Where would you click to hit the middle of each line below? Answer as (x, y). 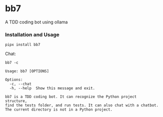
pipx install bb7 (23, 45)
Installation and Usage (32, 35)
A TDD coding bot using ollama (36, 22)
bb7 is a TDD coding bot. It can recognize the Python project (71, 97)
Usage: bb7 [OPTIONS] (27, 71)
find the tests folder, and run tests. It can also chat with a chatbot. (82, 105)
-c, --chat (21, 84)
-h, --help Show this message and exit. (52, 88)
